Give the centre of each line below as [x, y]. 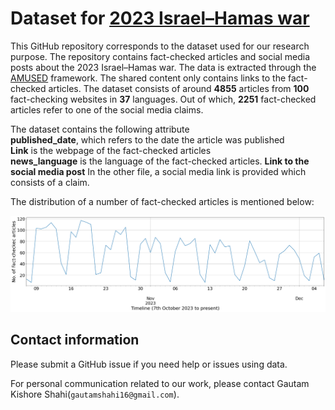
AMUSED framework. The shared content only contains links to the [148, 78]
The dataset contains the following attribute [100, 129]
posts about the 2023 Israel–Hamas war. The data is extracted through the [163, 67]
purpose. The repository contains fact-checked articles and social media [160, 56]
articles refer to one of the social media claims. [107, 109]
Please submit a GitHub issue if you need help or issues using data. [149, 364]
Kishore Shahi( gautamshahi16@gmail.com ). [95, 394]
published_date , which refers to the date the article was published [147, 139]
